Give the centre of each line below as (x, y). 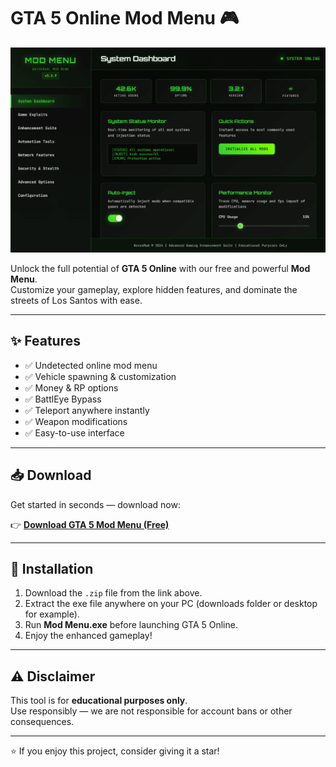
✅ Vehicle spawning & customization (100, 376)
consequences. (42, 722)
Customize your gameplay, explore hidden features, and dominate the (154, 289)
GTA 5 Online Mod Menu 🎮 (125, 18)
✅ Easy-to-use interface (74, 432)
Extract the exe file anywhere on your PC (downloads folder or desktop (171, 604)
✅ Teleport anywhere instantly (87, 410)
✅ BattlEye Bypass (63, 399)
